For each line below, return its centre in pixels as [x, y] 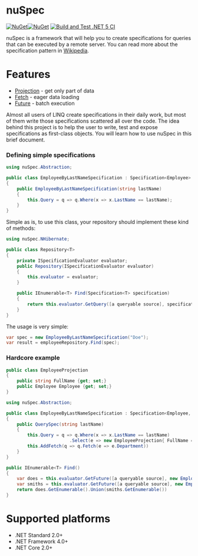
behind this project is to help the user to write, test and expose [82, 127]
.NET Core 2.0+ [34, 547]
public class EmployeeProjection [47, 370]
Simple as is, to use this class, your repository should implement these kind [97, 222]
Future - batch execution [44, 103]
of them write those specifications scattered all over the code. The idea [93, 121]
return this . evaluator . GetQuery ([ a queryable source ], [96, 304]
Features [28, 75]
